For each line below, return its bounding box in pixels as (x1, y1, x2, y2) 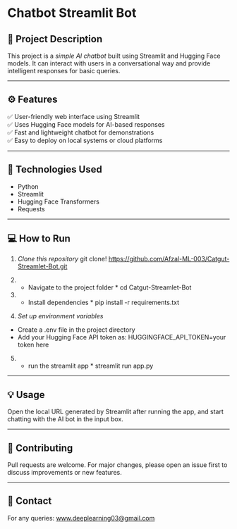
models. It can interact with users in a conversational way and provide (7, 59, 211, 68)
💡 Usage (7, 389, 45, 401)
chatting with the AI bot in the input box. (7, 415, 123, 423)
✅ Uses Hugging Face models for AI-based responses (7, 120, 165, 128)
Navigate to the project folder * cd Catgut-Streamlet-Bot (28, 283, 192, 292)
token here (17, 340, 49, 349)
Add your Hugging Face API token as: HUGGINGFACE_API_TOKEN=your (17, 333, 226, 342)
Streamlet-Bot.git (17, 262, 68, 270)
